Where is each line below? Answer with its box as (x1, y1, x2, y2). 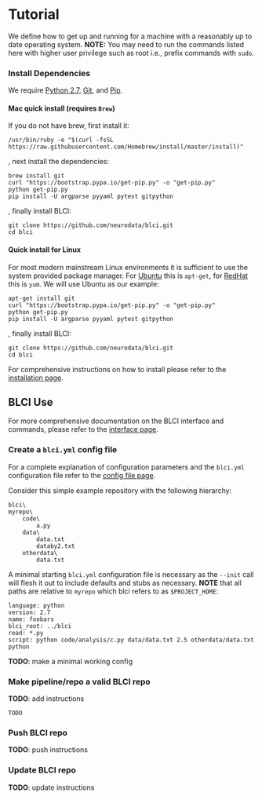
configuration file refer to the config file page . (8, 470, 156, 480)
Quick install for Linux (8, 245, 81, 254)
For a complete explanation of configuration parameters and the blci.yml (8, 462, 245, 472)
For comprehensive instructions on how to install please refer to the (8, 364, 227, 374)
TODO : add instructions (8, 694, 85, 703)
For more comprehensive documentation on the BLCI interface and (8, 416, 224, 426)
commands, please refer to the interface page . (8, 425, 158, 434)
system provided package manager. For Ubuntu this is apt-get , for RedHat (8, 271, 249, 280)
